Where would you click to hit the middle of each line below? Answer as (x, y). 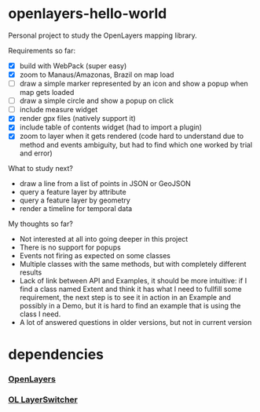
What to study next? (40, 169)
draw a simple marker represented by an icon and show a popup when (134, 84)
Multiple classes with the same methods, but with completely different (133, 264)
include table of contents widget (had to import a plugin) (111, 127)
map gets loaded (47, 93)
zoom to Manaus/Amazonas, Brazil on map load (97, 75)
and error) (36, 153)
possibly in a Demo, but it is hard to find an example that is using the (130, 306)
